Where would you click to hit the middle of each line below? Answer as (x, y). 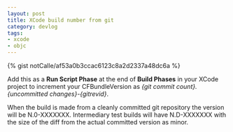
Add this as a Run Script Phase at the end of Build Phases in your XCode (113, 79)
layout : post (26, 14)
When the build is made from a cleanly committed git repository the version (116, 107)
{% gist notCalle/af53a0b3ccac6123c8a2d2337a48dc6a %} (94, 66)
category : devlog (33, 26)
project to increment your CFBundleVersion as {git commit (91, 86)
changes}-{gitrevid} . (79, 94)
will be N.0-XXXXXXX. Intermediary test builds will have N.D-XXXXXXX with (117, 115)
